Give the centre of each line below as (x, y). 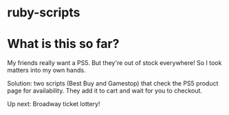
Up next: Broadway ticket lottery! (54, 104)
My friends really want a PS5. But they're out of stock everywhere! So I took (115, 63)
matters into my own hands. (46, 71)
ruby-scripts (44, 13)
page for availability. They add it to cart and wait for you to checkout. (105, 91)
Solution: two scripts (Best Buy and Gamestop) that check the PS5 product (113, 84)
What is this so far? (63, 44)
